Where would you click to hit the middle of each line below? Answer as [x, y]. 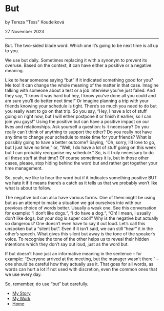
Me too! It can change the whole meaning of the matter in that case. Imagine [82, 85]
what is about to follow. [28, 188]
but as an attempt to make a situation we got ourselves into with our [73, 203]
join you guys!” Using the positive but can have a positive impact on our [77, 121]
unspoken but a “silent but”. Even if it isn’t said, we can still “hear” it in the [79, 228]
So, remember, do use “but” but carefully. [47, 284]
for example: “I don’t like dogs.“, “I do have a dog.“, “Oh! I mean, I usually [78, 213]
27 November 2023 [25, 31]
